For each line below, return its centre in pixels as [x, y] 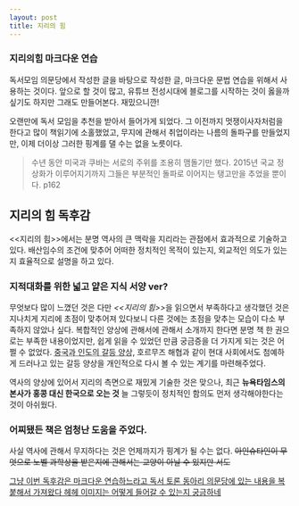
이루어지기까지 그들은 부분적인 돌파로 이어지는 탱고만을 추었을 [162, 173]
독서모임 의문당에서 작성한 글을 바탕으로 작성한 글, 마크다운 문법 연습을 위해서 [144, 79]
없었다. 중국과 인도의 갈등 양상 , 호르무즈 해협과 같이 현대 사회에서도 [145, 352]
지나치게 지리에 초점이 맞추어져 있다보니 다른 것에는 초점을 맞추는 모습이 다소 [143, 319]
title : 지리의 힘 [38, 26]
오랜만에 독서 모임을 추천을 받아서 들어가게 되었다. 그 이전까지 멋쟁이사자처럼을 [146, 120]
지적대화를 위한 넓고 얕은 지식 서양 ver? [89, 286]
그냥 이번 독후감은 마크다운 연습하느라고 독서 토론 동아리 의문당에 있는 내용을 [143, 481]
